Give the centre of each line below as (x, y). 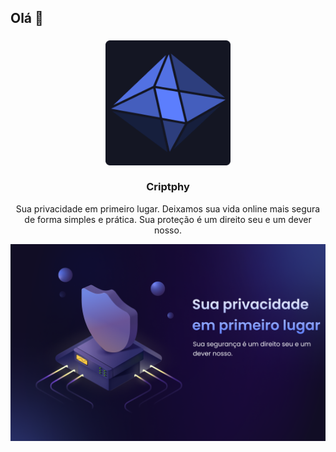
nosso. (168, 230)
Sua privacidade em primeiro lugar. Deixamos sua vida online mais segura (168, 208)
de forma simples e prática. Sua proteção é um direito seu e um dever (168, 219)
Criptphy (168, 187)
